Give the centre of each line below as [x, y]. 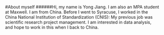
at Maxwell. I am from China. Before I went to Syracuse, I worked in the [77, 12]
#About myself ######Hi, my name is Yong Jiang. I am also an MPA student [82, 7]
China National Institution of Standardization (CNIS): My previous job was [79, 17]
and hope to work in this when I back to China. [52, 27]
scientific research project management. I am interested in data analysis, [78, 22]
